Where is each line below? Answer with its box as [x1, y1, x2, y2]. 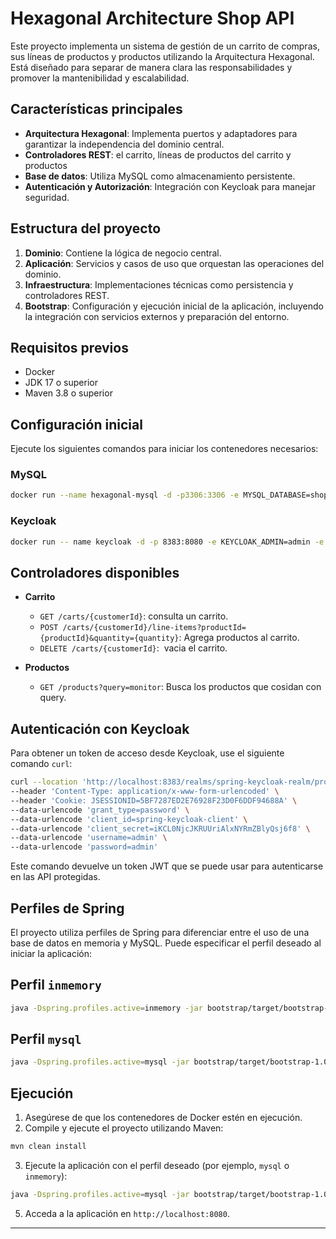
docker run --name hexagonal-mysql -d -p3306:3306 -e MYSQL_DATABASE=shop [10, 490, 329, 501]
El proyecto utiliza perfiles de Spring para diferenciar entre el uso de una [10, 926, 310, 938]
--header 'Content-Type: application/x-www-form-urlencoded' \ [10, 787, 280, 797]
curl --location [10, 777, 78, 787]
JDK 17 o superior [24, 377, 98, 389]
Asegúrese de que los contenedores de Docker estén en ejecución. [24, 1112, 303, 1124]
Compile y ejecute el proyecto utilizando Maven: [24, 1122, 224, 1134]
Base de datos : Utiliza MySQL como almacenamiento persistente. [24, 170, 296, 182]
